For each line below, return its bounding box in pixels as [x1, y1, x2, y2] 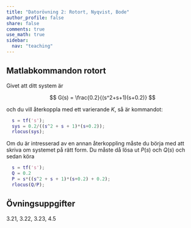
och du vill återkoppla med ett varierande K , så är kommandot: [6, 105, 163, 113]
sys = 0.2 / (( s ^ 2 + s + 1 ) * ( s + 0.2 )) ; [12, 123, 106, 129]
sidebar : [6, 37, 29, 43]
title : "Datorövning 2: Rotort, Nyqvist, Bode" [6, 9, 130, 15]
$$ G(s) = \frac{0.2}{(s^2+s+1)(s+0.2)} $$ [49, 94, 156, 101]
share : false [6, 20, 40, 26]
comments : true [6, 26, 45, 32]
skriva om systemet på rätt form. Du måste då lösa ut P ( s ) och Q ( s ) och [6, 146, 186, 153]
